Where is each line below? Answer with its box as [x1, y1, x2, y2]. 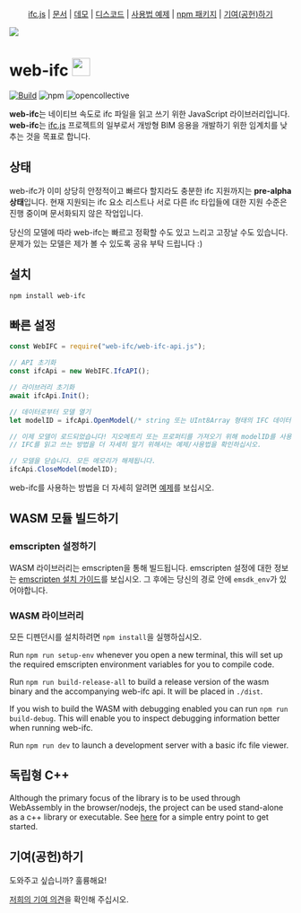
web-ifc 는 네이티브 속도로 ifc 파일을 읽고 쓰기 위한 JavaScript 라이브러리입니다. [9, 108, 290, 119]
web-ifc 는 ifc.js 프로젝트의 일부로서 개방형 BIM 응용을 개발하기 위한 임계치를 [9, 119, 279, 130]
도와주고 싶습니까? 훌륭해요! [9, 874, 107, 885]
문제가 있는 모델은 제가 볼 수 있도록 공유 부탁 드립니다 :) [9, 238, 203, 249]
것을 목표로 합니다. [25, 130, 91, 142]
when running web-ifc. [9, 722, 93, 733]
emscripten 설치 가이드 [18, 574, 101, 584]
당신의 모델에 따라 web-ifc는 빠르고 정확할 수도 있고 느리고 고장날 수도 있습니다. [9, 226, 288, 237]
